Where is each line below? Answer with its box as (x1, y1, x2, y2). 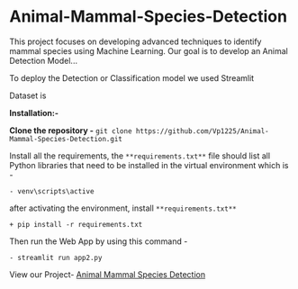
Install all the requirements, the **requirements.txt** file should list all (9, 150, 271, 161)
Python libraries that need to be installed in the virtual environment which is (9, 159, 289, 170)
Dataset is (9, 90, 47, 101)
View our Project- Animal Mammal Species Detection (9, 268, 205, 280)
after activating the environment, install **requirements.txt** (9, 203, 237, 213)
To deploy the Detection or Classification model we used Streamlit (9, 72, 255, 83)
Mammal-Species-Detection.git (9, 134, 123, 143)
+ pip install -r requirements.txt (9, 220, 143, 229)
